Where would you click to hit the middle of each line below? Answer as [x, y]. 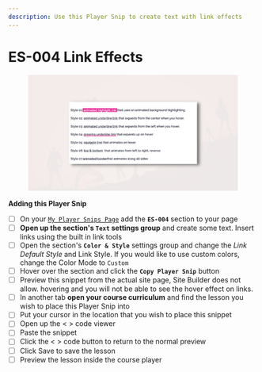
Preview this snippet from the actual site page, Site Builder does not [130, 280]
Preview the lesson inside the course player [91, 359]
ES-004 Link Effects [76, 57]
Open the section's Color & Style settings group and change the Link [133, 245]
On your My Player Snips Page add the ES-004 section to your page [129, 219]
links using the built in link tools [71, 237]
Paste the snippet [48, 332]
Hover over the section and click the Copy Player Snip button [120, 271]
